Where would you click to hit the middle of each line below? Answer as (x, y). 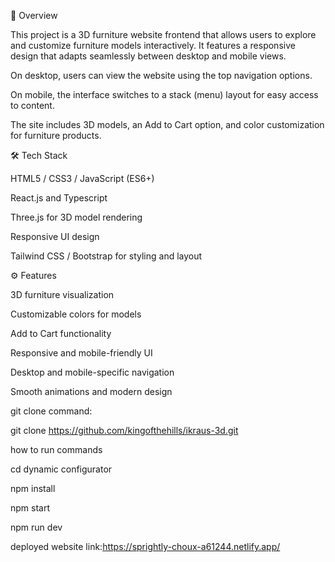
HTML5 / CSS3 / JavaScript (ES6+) (82, 178)
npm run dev (36, 527)
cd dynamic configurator (61, 469)
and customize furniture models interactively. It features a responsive (153, 45)
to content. (32, 105)
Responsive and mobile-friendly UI (81, 353)
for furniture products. (56, 135)
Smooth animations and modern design (91, 391)
